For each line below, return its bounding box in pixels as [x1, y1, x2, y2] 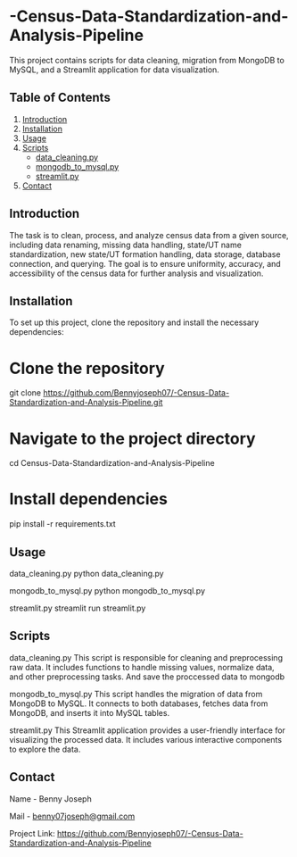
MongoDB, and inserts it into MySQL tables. [9, 707, 170, 718]
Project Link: [9, 828, 55, 838]
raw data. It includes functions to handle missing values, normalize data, [9, 661, 275, 672]
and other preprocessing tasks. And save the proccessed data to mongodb [9, 671, 285, 682]
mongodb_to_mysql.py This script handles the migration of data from [9, 688, 263, 699]
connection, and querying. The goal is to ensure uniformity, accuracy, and [9, 258, 281, 269]
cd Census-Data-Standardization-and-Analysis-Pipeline [9, 458, 216, 469]
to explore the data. [9, 744, 81, 754]
